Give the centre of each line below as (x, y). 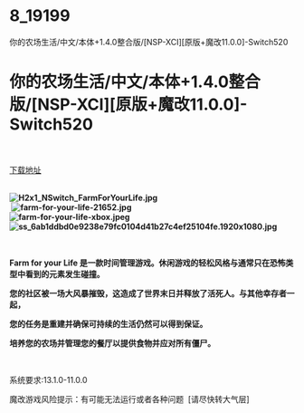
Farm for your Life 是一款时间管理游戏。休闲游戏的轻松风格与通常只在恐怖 (148, 263)
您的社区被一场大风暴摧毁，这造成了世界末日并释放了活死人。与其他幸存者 (148, 293)
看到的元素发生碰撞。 (65, 274)
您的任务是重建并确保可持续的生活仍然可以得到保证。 (109, 323)
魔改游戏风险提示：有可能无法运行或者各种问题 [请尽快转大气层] (130, 399)
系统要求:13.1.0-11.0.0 (48, 379)
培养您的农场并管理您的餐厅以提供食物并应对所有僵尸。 (112, 343)
